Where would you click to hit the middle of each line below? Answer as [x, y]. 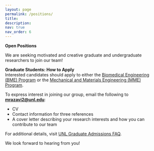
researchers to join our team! [34, 60]
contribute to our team [34, 124]
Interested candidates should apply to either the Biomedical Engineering [77, 75]
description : [18, 23]
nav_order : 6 [18, 32]
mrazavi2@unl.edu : [26, 99]
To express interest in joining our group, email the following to [67, 94]
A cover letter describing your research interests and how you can [78, 119]
